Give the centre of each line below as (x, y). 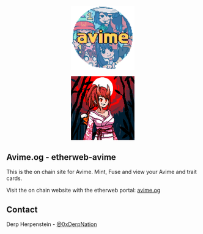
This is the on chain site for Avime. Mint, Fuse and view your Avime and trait (102, 172)
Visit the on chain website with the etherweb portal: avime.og (83, 191)
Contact (22, 209)
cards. (14, 178)
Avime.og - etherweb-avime (61, 157)
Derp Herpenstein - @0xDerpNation (52, 224)
